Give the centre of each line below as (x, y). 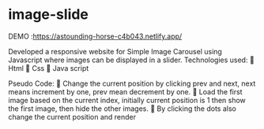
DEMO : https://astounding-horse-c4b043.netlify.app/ (95, 36)
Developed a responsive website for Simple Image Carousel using (115, 51)
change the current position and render (72, 116)
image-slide (49, 15)
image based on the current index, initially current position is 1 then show (127, 100)
